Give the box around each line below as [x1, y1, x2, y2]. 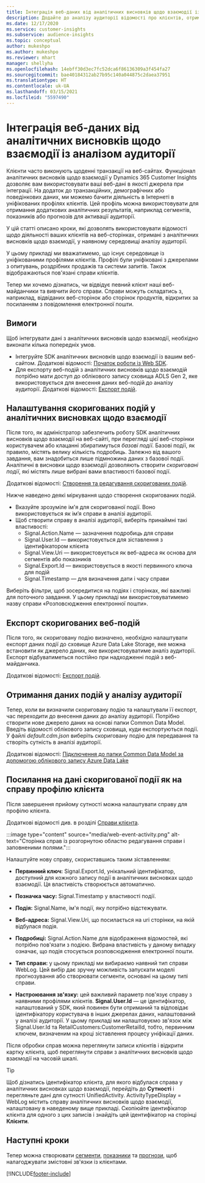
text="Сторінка [6, 837, 46, 844]
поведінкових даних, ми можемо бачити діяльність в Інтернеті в [6, 193, 174, 200]
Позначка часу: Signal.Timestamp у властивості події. [15, 892, 156, 899]
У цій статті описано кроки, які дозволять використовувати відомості [6, 224, 187, 232]
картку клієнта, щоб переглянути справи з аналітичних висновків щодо [6, 1048, 193, 1056]
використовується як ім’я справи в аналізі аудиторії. [15, 510, 153, 518]
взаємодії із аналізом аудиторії [6, 146, 176, 161]
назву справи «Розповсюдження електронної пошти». [6, 600, 148, 607]
